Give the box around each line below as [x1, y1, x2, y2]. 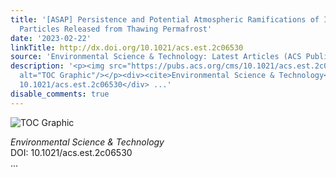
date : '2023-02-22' [10, 33, 92, 43]
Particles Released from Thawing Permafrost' [19, 24, 213, 34]
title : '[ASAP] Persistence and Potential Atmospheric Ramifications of [10, 14, 320, 25]
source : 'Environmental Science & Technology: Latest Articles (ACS [10, 52, 302, 62]
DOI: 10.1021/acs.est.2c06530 [10, 146, 133, 158]
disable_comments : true [10, 89, 110, 99]
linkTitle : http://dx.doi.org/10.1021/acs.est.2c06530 [10, 42, 244, 53]
